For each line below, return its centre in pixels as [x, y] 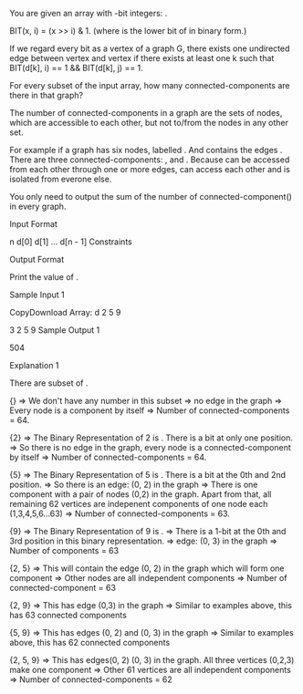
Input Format [33, 224]
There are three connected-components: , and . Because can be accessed [150, 160]
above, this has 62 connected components [90, 642]
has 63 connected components [68, 615]
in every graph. [38, 206]
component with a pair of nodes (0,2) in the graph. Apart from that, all [141, 494]
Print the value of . [44, 277]
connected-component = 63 [63, 588]
